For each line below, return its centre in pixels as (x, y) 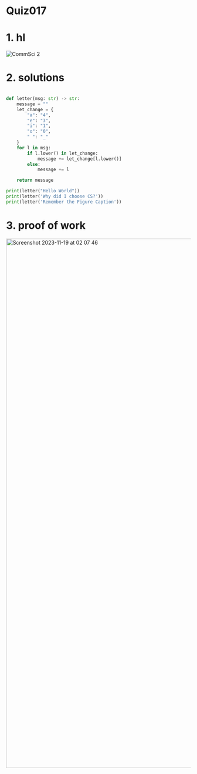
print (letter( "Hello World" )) (43, 191)
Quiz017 (26, 11)
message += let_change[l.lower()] (79, 159)
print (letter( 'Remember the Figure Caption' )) (64, 202)
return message (35, 181)
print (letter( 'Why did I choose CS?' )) (55, 196)
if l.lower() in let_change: (63, 153)
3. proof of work (46, 225)
